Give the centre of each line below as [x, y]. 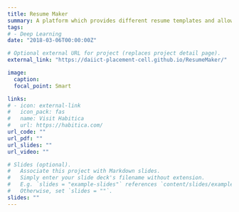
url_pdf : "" [25, 138]
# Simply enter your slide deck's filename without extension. [106, 178]
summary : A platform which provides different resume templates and [111, 21]
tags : [15, 27]
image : [17, 73]
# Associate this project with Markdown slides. [84, 171]
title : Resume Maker [38, 14]
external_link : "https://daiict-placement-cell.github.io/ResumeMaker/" [117, 60]
